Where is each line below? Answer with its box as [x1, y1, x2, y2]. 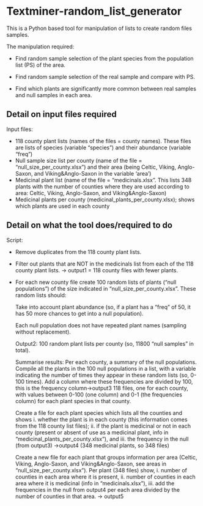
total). [15, 346, 31, 354]
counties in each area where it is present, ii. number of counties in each [15, 473, 196, 480]
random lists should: [15, 291, 67, 299]
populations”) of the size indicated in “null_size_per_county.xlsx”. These [15, 285, 196, 292]
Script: [6, 236, 23, 244]
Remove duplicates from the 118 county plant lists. [15, 248, 142, 255]
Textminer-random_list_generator [6, 4, 182, 18]
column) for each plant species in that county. [15, 397, 131, 404]
